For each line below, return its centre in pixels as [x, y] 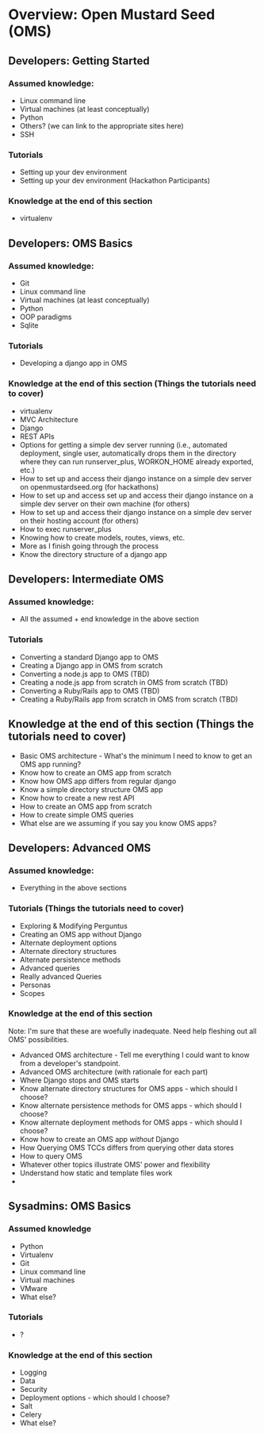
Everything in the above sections [73, 888]
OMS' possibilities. [38, 1039]
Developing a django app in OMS [73, 363]
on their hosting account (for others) [79, 521]
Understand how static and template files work [96, 1173]
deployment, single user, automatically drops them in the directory [128, 453]
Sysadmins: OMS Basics [70, 1207]
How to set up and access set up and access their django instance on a [136, 495]
